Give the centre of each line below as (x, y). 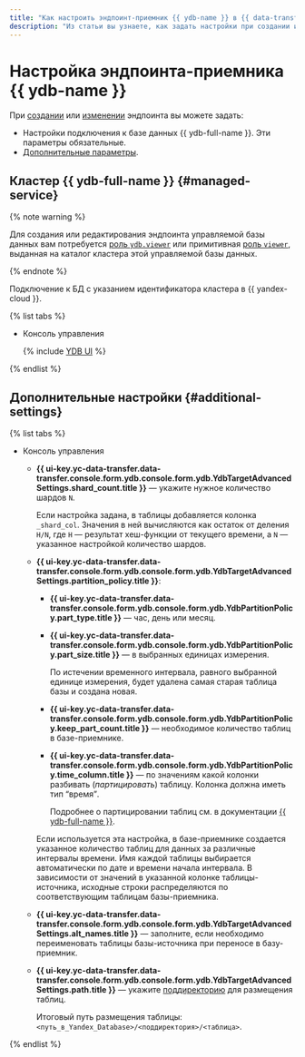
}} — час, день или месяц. (165, 618)
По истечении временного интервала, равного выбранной (163, 672)
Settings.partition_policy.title (93, 581)
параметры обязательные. (74, 142)
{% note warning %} (48, 217)
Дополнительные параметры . (80, 152)
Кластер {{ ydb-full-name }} (92, 181)
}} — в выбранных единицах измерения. (191, 655)
